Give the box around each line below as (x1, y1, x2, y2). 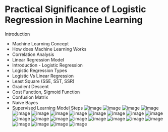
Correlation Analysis (12, 51, 54, 57)
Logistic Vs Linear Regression (12, 73, 74, 79)
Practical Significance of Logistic (5, 4, 146, 15)
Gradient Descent (12, 83, 49, 89)
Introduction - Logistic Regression (12, 62, 83, 68)
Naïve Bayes (12, 99, 38, 105)
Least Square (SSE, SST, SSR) (12, 78, 75, 84)
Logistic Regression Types (12, 67, 68, 74)
